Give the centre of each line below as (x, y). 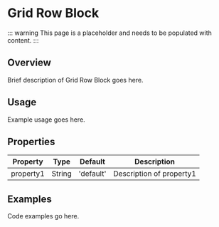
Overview (30, 63)
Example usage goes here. (46, 120)
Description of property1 (155, 174)
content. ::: (23, 40)
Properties (31, 141)
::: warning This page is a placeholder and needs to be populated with (109, 33)
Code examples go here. (43, 216)
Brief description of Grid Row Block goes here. (75, 80)
